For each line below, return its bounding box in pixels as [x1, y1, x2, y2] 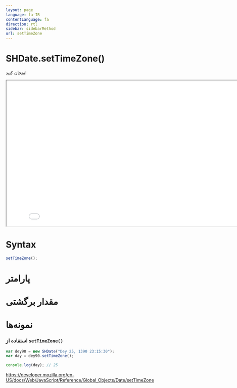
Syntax [6, 239, 36, 251]
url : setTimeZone [6, 31, 42, 36]
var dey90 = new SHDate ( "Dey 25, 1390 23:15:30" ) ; [6, 348, 115, 354]
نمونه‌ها [6, 319, 33, 331]
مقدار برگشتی [6, 296, 59, 307]
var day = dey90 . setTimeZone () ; [6, 354, 74, 359]
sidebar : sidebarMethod [6, 26, 56, 31]
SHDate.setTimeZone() [6, 53, 105, 64]
